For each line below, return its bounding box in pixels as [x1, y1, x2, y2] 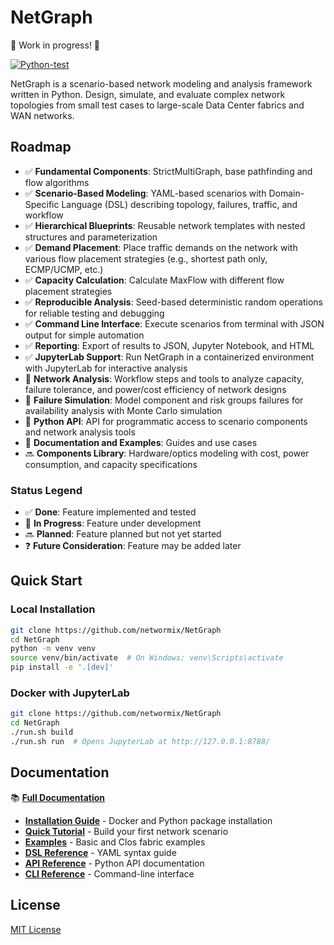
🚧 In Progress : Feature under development [24, 517, 202, 530]
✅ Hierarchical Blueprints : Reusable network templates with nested [24, 219, 306, 231]
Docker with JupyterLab [10, 686, 130, 700]
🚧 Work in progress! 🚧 [10, 39, 101, 51]
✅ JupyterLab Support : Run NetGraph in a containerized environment [24, 351, 315, 363]
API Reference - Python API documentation [24, 857, 205, 869]
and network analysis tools [24, 426, 136, 438]
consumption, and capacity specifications [24, 458, 198, 470]
